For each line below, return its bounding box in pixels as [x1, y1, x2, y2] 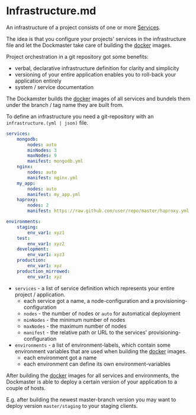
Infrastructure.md [6, 4, 97, 18]
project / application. [14, 291, 66, 298]
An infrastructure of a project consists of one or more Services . [6, 24, 161, 31]
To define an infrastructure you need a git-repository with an [6, 113, 154, 120]
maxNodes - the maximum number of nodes [23, 322, 127, 330]
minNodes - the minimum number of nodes [23, 316, 126, 323]
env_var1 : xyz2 [27, 240, 65, 247]
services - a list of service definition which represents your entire [14, 284, 175, 292]
